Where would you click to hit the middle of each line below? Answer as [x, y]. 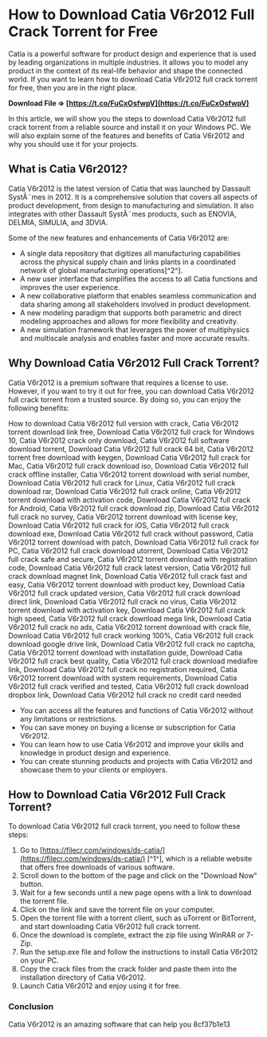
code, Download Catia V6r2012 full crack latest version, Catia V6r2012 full [130, 568]
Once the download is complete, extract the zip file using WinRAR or [132, 935]
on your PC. [39, 960]
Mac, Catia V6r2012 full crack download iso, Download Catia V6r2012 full [128, 465]
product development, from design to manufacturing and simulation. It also [131, 205]
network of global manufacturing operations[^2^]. [101, 270]
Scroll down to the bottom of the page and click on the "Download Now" [138, 876]
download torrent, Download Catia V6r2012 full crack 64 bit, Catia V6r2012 [131, 449]
